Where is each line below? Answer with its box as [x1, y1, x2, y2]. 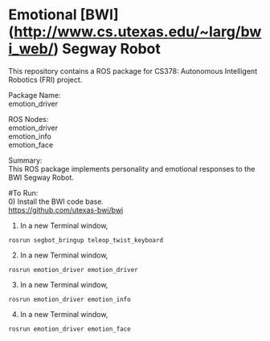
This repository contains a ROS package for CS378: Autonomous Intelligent [8, 66, 258, 75]
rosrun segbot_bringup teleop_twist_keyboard [8, 236, 163, 244]
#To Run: [8, 188, 39, 197]
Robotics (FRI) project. [8, 75, 83, 84]
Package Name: [8, 90, 61, 99]
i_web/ [8, 40, 54, 58]
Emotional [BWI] [8, 6, 119, 24]
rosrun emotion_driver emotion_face [8, 325, 131, 333]
